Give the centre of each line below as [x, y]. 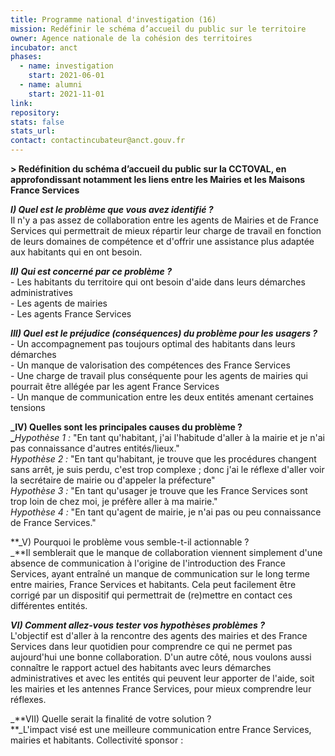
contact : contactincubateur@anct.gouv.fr [98, 141]
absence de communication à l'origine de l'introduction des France [148, 563]
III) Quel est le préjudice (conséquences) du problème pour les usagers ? [164, 333]
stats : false [37, 122]
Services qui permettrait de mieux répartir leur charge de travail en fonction [166, 230]
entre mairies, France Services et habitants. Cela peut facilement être [153, 584]
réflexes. [28, 699]
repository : [35, 112]
